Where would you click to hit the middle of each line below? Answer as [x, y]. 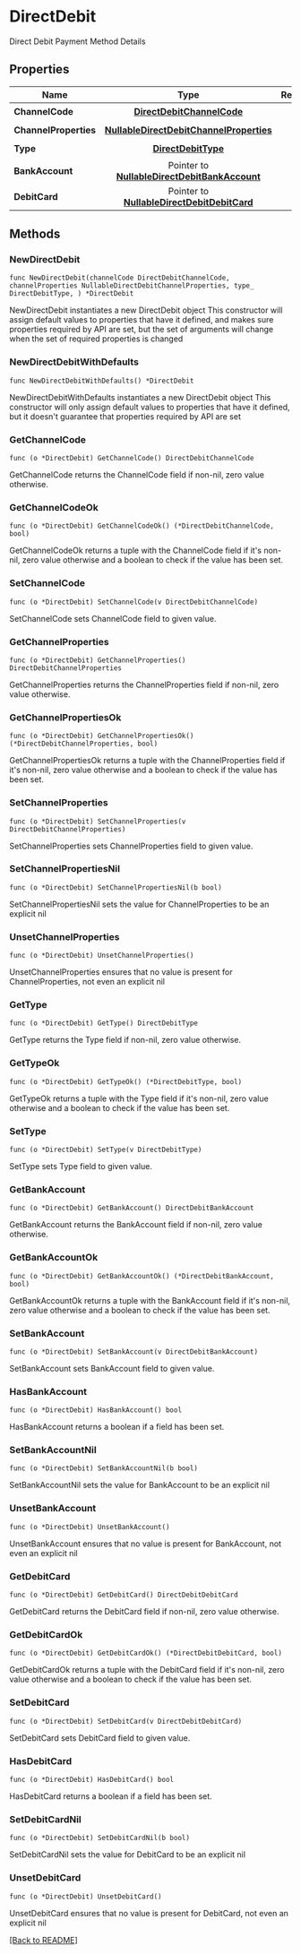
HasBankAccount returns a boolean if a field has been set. [117, 1427]
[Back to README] [43, 1940]
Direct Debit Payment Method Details [77, 41]
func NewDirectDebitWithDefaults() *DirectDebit [102, 381]
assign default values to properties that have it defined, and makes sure [142, 320]
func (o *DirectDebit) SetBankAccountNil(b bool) [104, 1468]
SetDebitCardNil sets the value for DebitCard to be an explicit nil [128, 1855]
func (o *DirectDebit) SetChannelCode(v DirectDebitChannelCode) [133, 602]
